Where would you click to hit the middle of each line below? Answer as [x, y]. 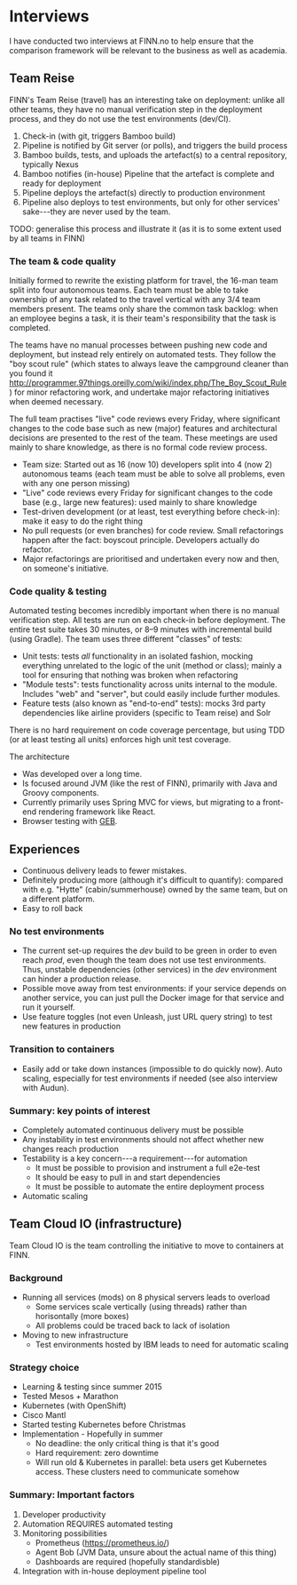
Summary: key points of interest [80, 1110]
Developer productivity [64, 1514]
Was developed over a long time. [82, 774]
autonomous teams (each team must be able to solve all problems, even [153, 474]
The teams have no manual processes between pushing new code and [138, 345]
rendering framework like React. [97, 812]
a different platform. [59, 899]
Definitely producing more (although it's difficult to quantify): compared [152, 880]
